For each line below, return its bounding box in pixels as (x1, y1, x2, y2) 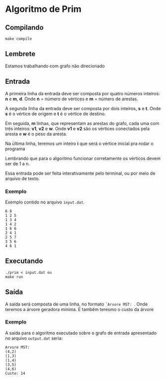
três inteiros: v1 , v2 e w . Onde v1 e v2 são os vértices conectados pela (5, 126, 150, 131)
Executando (5, 257, 43, 265)
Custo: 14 (5, 371, 26, 376)
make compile (5, 36, 32, 41)
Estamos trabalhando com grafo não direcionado (5, 63, 105, 69)
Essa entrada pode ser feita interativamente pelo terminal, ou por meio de (5, 170, 156, 176)
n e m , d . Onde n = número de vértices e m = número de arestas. (5, 96, 138, 102)
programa (5, 145, 25, 152)
